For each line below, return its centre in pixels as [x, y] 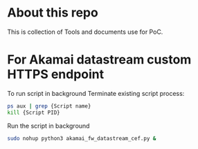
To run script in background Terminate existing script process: [96, 93]
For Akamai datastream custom [99, 60]
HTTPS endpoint [56, 74]
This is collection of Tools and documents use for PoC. [85, 32]
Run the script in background [48, 126]
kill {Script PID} [34, 112]
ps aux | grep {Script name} [49, 106]
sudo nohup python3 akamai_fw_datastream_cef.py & [82, 138]
